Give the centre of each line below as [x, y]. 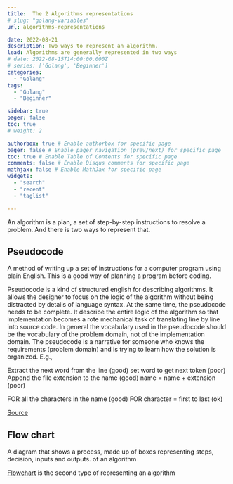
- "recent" [29, 189]
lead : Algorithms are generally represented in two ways [92, 53]
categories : [25, 72]
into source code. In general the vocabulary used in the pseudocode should [117, 327]
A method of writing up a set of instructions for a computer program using [114, 269]
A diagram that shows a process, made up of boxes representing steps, [111, 452]
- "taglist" [31, 196]
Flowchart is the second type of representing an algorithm [91, 473]
